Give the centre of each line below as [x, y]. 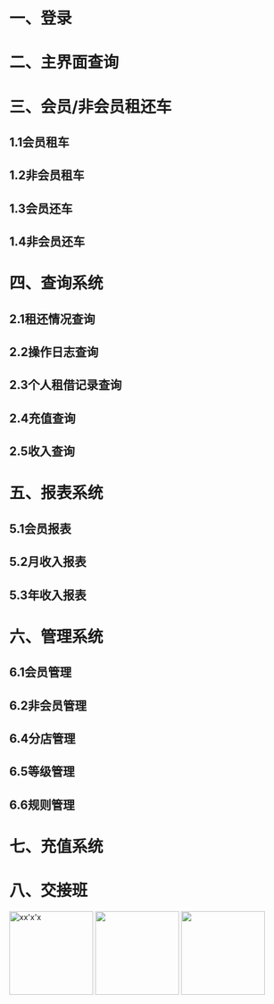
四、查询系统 [57, 283]
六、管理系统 [57, 637]
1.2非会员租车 [47, 175]
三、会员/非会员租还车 [91, 107]
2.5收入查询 [42, 452]
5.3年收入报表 [48, 595]
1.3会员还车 [41, 208]
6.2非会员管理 [48, 705]
